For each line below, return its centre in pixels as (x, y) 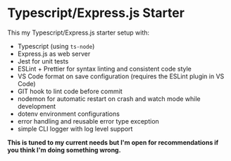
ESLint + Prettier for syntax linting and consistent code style (105, 68)
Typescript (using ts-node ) (56, 46)
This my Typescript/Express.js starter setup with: (79, 32)
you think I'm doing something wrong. (64, 150)
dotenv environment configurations (68, 114)
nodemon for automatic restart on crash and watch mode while (109, 99)
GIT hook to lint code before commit (70, 91)
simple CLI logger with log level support (75, 129)
